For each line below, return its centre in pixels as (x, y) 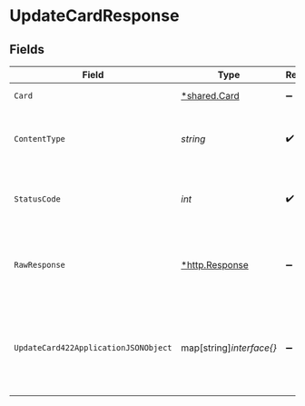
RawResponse (40, 265)
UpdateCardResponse (94, 16)
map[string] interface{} (229, 348)
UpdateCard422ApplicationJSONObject (93, 347)
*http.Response (215, 265)
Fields (27, 50)
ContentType (40, 139)
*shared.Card (210, 96)
